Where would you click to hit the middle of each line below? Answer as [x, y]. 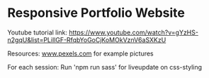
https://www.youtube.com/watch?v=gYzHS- [134, 32]
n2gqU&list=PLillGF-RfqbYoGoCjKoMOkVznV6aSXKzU [87, 39]
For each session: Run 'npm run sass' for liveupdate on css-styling [105, 67]
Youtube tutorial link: [38, 32]
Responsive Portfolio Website [96, 13]
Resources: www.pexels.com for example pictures [80, 53]
